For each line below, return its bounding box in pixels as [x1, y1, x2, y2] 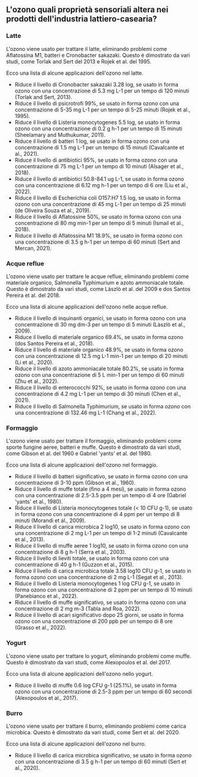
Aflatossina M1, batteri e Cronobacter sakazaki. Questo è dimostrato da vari [6, 52, 190, 59]
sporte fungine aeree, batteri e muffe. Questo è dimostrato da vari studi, [6, 444, 181, 451]
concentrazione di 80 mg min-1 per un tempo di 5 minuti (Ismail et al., [14, 219, 184, 226]
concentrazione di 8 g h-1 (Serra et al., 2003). [14, 548, 126, 556]
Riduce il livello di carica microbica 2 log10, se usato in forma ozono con [14, 523, 190, 530]
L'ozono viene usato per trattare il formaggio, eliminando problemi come [6, 437, 182, 445]
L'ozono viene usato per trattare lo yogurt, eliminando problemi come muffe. [6, 652, 191, 660]
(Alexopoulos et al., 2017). [14, 694, 78, 701]
